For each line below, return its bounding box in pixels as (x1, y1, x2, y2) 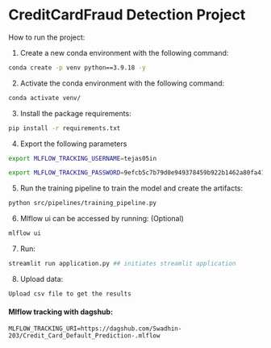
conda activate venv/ (8, 94, 81, 102)
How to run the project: (8, 32, 85, 42)
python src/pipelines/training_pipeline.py (8, 199, 157, 208)
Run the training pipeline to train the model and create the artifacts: (19, 183, 244, 193)
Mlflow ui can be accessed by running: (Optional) (19, 214, 184, 224)
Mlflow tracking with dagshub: (8, 307, 114, 317)
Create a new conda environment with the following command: (19, 48, 229, 57)
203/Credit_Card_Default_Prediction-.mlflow (8, 332, 161, 340)
